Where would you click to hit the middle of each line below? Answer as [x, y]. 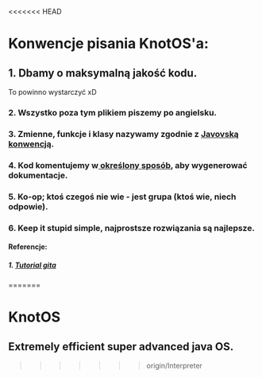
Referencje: [28, 247]
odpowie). [28, 206]
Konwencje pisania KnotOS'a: [108, 44]
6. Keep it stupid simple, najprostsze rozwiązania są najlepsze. [132, 228]
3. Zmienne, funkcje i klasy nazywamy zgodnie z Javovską [124, 134]
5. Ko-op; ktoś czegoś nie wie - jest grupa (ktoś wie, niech [122, 197]
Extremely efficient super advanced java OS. [121, 347]
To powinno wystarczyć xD [52, 92]
